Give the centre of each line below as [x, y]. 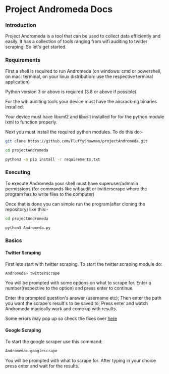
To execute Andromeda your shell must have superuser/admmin [72, 183]
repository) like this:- [27, 209]
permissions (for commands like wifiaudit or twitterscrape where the [76, 189]
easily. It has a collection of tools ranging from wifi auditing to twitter [76, 41]
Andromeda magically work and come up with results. [61, 309]
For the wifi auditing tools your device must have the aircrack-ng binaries [81, 101]
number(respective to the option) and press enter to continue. [69, 288]
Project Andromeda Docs [59, 9]
